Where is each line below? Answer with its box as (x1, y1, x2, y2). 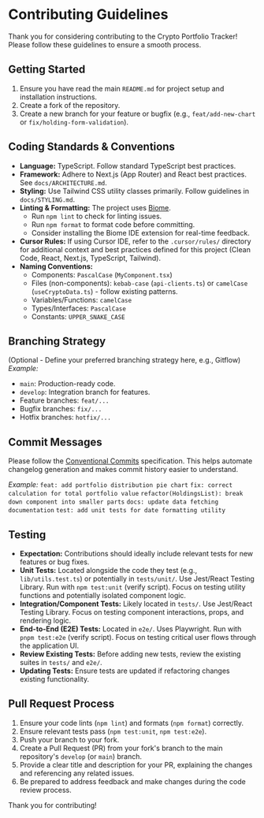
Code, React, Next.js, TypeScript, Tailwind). (19, 253, 162, 262)
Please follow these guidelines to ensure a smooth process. (8, 39, 202, 49)
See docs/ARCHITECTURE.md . (19, 177, 108, 187)
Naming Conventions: (19, 262, 93, 271)
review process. (19, 785, 73, 794)
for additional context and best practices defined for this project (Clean (19, 244, 251, 254)
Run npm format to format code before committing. (31, 219, 195, 229)
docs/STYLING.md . (19, 195, 76, 204)
